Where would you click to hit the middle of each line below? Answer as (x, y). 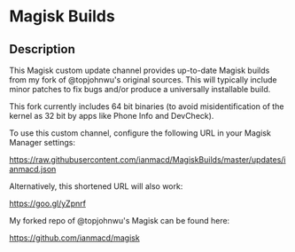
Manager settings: (42, 142)
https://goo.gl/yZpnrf (48, 203)
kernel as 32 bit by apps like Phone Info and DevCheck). (112, 116)
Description (42, 49)
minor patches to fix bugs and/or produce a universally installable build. (140, 89)
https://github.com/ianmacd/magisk (74, 238)
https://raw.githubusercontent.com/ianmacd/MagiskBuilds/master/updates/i (147, 160)
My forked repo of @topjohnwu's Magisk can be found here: (120, 220)
